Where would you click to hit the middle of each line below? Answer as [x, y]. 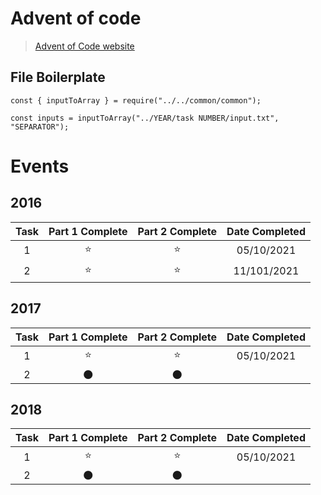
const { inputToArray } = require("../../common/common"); [136, 100]
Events [40, 166]
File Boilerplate [58, 77]
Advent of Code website [84, 46]
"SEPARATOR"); [40, 127]
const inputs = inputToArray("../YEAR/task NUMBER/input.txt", [145, 118]
